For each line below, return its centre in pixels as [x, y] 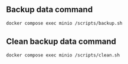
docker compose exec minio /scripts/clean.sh [63, 55]
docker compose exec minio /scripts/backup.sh [64, 23]
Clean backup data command [61, 41]
